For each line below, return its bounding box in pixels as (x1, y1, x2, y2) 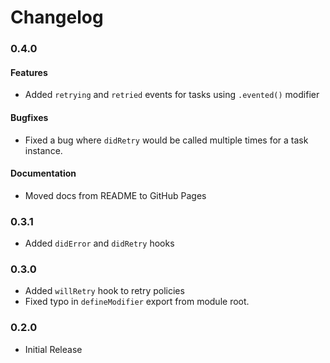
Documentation (10, 167, 77, 180)
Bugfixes (10, 111, 49, 123)
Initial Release (24, 343, 83, 355)
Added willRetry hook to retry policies (24, 285, 185, 297)
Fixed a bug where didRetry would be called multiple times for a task (24, 134, 309, 146)
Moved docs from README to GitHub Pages (24, 189, 207, 201)
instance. (24, 144, 63, 156)
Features (10, 66, 48, 78)
